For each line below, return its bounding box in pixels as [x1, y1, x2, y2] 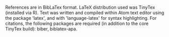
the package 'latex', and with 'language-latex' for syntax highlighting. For [5, 15, 157, 21]
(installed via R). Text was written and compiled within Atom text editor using [5, 10, 164, 16]
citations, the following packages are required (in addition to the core [5, 20, 149, 26]
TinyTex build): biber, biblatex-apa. [5, 26, 77, 32]
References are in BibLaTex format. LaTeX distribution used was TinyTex [5, 5, 155, 10]
